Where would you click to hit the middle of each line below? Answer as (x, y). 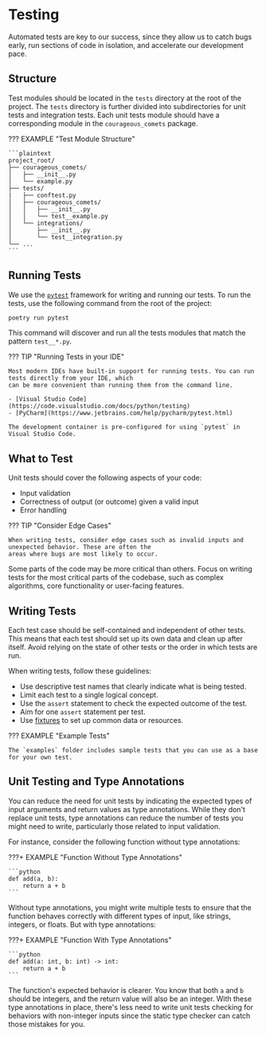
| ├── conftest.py (43, 195)
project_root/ (32, 160)
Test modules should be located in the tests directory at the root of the (125, 98)
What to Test (41, 459)
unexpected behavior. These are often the (80, 548)
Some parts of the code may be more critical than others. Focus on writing (130, 569)
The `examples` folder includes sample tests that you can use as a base (133, 751)
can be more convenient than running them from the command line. (121, 385)
